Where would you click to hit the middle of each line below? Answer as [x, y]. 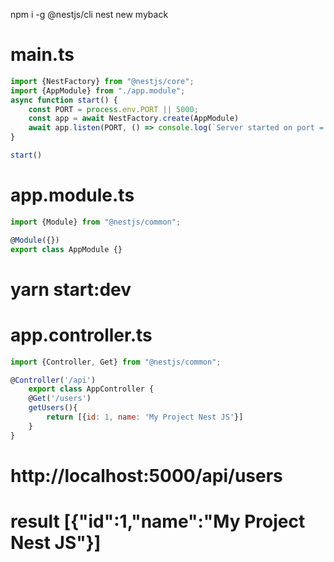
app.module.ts [72, 195]
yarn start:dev [71, 289]
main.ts [42, 55]
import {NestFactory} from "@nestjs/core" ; [102, 81]
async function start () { [64, 100]
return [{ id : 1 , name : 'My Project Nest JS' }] [145, 417]
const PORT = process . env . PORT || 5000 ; [113, 109]
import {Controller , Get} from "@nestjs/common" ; [116, 362]
